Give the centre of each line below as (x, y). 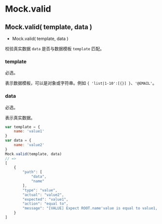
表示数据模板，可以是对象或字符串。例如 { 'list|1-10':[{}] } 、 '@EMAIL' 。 (81, 83)
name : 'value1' (29, 131)
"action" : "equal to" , (45, 204)
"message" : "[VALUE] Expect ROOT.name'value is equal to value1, (90, 208)
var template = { (23, 127)
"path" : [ (32, 172)
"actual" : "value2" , (43, 195)
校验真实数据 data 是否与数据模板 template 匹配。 (55, 49)
